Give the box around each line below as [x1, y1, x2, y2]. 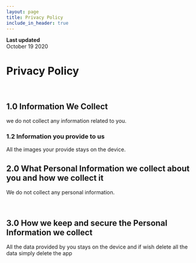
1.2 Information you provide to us [6, 132, 105, 141]
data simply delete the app [6, 250, 72, 257]
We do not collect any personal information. [6, 189, 115, 196]
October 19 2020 [6, 43, 48, 50]
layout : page [6, 8, 39, 15]
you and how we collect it [6, 173, 104, 183]
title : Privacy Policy [6, 14, 63, 20]
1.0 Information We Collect [6, 101, 109, 111]
